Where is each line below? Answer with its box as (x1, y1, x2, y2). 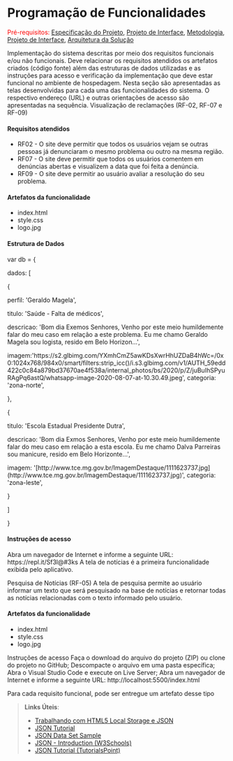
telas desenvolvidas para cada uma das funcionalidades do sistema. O (7, 86, 210, 94)
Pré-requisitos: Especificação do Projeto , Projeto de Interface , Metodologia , (7, 28, 225, 36)
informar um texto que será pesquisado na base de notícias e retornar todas (7, 586, 226, 595)
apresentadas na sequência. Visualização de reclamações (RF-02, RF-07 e (7, 101, 223, 109)
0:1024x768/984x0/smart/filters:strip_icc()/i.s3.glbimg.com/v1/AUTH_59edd (7, 358, 226, 367)
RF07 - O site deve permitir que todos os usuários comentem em (17, 155, 204, 164)
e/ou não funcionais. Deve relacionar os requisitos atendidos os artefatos (7, 56, 218, 64)
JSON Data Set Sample (34, 731, 102, 739)
